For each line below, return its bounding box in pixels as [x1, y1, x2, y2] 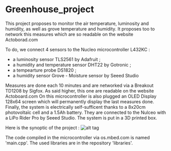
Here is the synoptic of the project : [5, 125, 80, 131]
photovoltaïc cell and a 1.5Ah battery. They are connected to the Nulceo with [5, 109, 166, 115]
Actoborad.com [5, 37, 38, 43]
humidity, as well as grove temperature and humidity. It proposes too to [5, 25, 155, 32]
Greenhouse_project [5, 4, 94, 15]
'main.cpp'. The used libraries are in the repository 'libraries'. [5, 140, 133, 146]
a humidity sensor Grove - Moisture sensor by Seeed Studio [12, 72, 139, 78]
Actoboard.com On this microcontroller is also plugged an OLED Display [5, 93, 157, 99]
